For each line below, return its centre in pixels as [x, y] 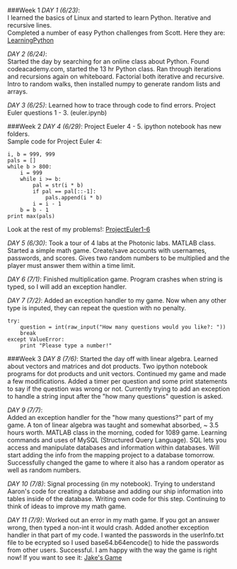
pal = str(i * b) [58, 185]
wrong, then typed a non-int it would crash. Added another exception [108, 527]
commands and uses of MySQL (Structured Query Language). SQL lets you [117, 440]
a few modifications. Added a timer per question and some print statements [117, 381]
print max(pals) [31, 216]
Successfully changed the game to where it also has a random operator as [116, 463]
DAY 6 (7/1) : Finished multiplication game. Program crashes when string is [115, 279]
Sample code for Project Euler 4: [55, 141]
